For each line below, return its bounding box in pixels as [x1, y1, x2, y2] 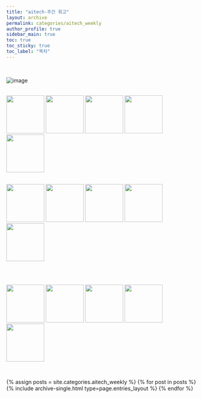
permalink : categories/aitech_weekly [6, 20, 102, 26]
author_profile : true [6, 25, 61, 32]
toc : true [6, 37, 32, 43]
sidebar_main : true [6, 32, 56, 38]
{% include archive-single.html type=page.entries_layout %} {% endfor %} [6, 385, 194, 392]
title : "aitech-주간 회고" [6, 8, 70, 15]
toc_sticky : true [6, 43, 50, 49]
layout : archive [6, 15, 47, 21]
